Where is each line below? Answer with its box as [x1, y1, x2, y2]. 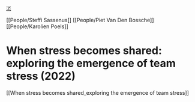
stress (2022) [6, 70, 76, 83]
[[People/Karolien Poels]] [6, 23, 69, 30]
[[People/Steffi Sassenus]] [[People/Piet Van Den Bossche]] [6, 17, 154, 23]
